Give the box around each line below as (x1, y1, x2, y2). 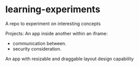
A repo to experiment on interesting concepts (5, 20, 101, 27)
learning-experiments (5, 4, 101, 15)
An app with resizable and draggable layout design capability (5, 55, 134, 62)
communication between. (12, 40, 66, 47)
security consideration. (12, 46, 62, 52)
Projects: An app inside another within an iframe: (5, 30, 108, 36)
